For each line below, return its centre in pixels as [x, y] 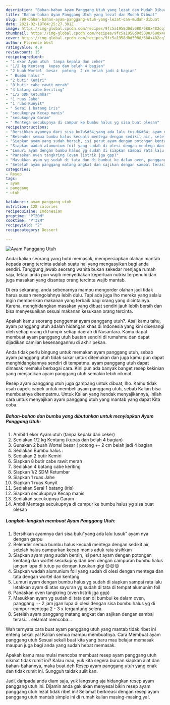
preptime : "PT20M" [25, 216]
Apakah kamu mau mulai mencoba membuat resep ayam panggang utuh [81, 655]
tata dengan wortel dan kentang [46, 576]
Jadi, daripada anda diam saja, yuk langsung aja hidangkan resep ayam [80, 681]
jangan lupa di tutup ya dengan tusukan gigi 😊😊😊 [66, 566]
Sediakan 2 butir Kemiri [37, 456]
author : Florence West [30, 43]
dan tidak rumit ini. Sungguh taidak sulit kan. [52, 671]
